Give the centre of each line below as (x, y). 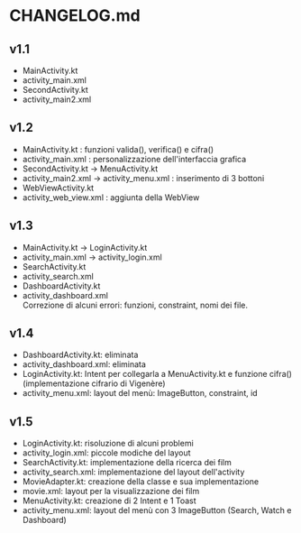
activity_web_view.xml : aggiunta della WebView (111, 197)
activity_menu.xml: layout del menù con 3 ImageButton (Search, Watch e (157, 510)
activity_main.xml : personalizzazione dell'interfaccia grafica (134, 159)
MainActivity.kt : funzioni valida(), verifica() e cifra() (118, 149)
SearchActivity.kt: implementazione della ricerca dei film (127, 463)
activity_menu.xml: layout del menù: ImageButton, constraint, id (140, 393)
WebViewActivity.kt (58, 188)
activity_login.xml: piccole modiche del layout (106, 453)
